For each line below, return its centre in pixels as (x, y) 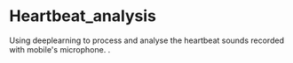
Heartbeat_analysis (83, 16)
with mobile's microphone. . (60, 49)
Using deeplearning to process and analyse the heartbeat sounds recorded (146, 40)
